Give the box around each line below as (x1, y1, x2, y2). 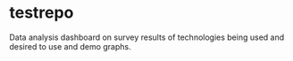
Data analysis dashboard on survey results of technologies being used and (9, 32, 285, 42)
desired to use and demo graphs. (9, 41, 131, 51)
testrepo (9, 3, 74, 23)
